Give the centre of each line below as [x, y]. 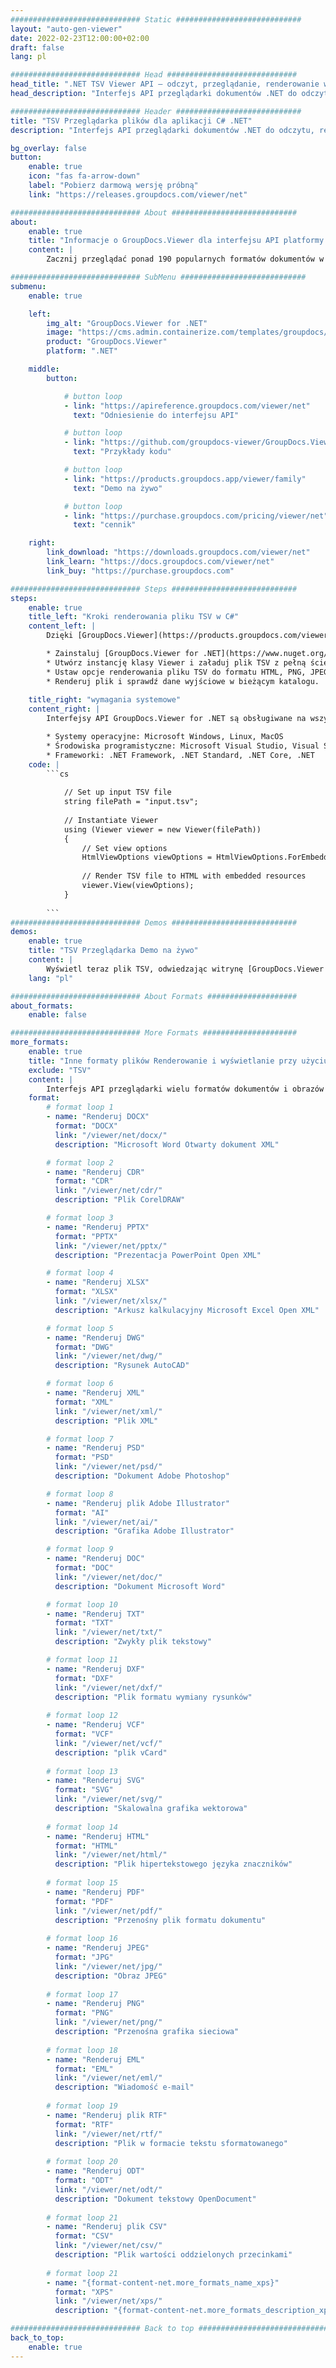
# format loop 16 [82, 1939]
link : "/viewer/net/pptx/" [111, 1246]
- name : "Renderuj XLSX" [98, 1282]
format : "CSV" [84, 2236]
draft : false [37, 47]
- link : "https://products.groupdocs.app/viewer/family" [185, 479]
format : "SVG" [84, 1790]
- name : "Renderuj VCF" [95, 1725]
